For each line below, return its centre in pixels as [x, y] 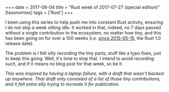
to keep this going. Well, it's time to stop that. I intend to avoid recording [80, 58]
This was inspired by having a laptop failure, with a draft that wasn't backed [84, 73]
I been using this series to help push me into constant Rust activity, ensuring [84, 22]
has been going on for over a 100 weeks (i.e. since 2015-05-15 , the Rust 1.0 [83, 38]
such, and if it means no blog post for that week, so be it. [64, 64]
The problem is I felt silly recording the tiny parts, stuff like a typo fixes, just [83, 53]
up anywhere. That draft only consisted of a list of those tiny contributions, [83, 79]
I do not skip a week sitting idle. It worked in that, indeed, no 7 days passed [83, 27]
